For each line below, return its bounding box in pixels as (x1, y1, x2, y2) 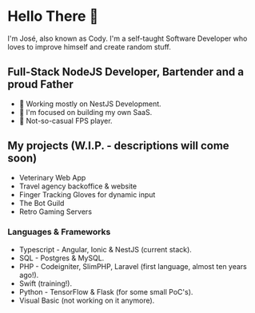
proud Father (7, 77, 74, 91)
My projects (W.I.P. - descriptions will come (7, 139, 229, 153)
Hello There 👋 (7, 7, 99, 26)
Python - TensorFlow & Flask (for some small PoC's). (18, 287, 193, 296)
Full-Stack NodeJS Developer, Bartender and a (7, 65, 245, 79)
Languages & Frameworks (7, 227, 111, 238)
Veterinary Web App (18, 172, 86, 182)
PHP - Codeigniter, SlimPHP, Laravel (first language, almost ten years (18, 261, 247, 271)
